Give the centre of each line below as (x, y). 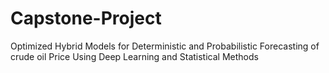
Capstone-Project (86, 18)
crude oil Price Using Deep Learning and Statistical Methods (134, 56)
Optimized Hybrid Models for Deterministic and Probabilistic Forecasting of (165, 46)
